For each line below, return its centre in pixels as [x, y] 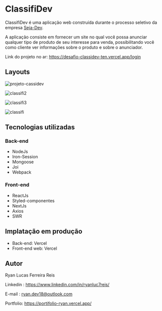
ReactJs [20, 195]
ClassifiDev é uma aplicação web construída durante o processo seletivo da [81, 22]
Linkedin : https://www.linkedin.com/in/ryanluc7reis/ [57, 285]
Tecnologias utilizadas [40, 127]
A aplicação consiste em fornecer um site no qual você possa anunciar [76, 37]
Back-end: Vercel [29, 243]
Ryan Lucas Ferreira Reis [30, 275]
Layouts [18, 72]
